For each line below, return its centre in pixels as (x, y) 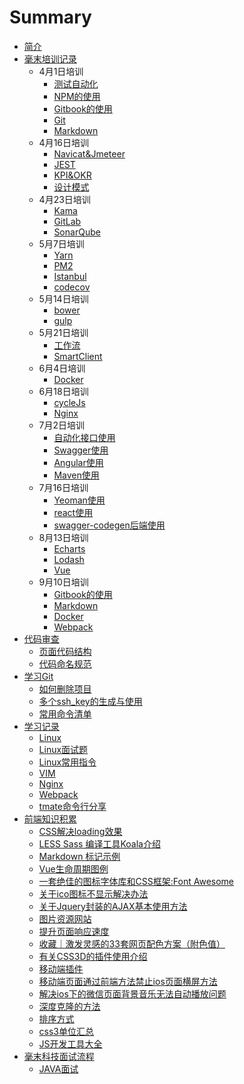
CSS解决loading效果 (80, 831)
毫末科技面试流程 (59, 1056)
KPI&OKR (72, 175)
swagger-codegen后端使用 (109, 525)
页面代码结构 (65, 651)
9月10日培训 (63, 582)
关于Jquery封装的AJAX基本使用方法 (113, 906)
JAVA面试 (58, 1068)
